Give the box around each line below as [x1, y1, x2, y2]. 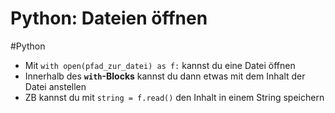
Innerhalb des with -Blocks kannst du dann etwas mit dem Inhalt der [24, 70, 306, 82]
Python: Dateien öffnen [10, 7, 208, 30]
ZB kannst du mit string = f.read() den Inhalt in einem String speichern [24, 91, 325, 103]
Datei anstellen [24, 80, 87, 92]
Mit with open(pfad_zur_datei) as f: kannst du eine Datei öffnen [24, 59, 296, 71]
